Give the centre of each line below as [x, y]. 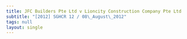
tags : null [19, 22]
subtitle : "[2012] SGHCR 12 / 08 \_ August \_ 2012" [66, 17]
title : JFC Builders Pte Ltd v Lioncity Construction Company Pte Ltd [94, 11]
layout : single [25, 27]
